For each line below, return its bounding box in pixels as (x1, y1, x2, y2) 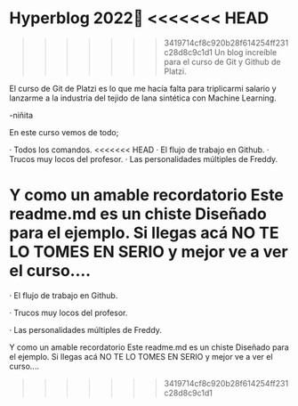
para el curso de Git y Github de (164, 56, 282, 67)
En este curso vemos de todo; (9, 126, 119, 137)
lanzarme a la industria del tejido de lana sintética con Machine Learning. (9, 93, 278, 103)
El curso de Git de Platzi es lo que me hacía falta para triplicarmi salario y (9, 83, 278, 93)
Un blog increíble (214, 46, 278, 57)
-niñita (9, 110, 34, 120)
